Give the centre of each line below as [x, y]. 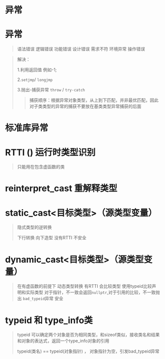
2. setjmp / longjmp [35, 80]
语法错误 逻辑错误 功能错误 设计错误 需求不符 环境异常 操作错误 [81, 49]
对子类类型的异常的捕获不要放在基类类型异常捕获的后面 [85, 107]
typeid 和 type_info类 [49, 320]
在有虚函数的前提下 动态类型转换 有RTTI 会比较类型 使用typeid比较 [84, 286]
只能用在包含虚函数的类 [41, 167]
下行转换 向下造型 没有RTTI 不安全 [52, 238]
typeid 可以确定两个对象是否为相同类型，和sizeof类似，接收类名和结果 [88, 335]
